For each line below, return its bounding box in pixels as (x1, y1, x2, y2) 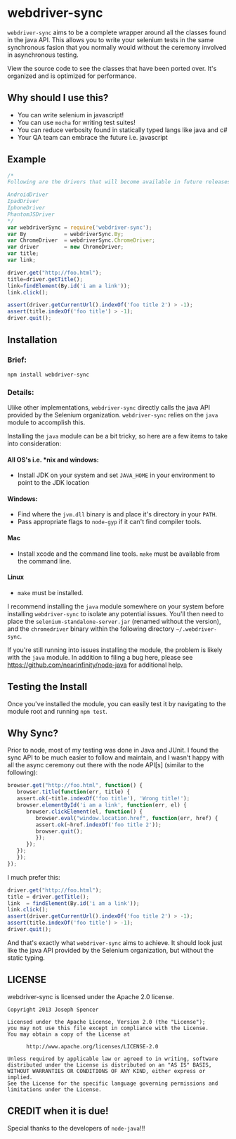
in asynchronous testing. (7, 51, 79, 59)
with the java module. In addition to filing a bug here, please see (7, 653, 193, 661)
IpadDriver (7, 198, 39, 205)
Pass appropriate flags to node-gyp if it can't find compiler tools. (17, 518, 202, 526)
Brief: (7, 355, 27, 365)
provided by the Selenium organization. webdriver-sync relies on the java (7, 411, 218, 419)
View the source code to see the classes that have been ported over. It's (7, 64, 217, 72)
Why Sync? (7, 727, 58, 739)
